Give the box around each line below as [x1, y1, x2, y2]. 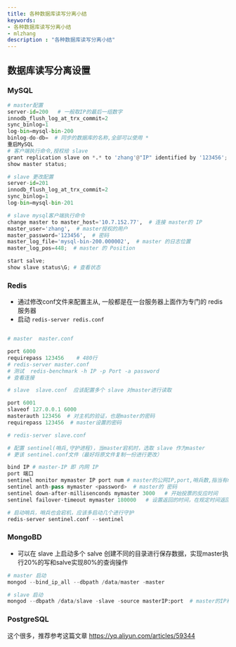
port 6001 [7, 399, 37, 406]
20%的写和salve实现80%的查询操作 [23, 558, 129, 566]
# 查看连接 [7, 374, 35, 381]
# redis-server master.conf [7, 361, 90, 368]
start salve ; [7, 257, 46, 264]
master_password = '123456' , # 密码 [7, 231, 110, 239]
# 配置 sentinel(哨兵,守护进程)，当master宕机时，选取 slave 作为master [7, 444, 206, 451]
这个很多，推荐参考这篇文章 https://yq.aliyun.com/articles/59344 [7, 631, 195, 640]
